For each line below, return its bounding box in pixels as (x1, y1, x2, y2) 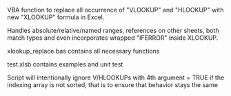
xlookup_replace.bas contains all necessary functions (7, 47, 160, 55)
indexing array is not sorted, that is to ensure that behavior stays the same (7, 81, 219, 88)
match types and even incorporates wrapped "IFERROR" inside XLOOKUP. (7, 34, 219, 42)
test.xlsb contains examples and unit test (7, 60, 123, 68)
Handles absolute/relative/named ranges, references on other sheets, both (7, 27, 219, 34)
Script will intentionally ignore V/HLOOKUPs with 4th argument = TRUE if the (7, 73, 225, 82)
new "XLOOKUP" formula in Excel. (7, 13, 105, 21)
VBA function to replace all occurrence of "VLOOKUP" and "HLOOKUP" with (7, 6, 224, 14)
